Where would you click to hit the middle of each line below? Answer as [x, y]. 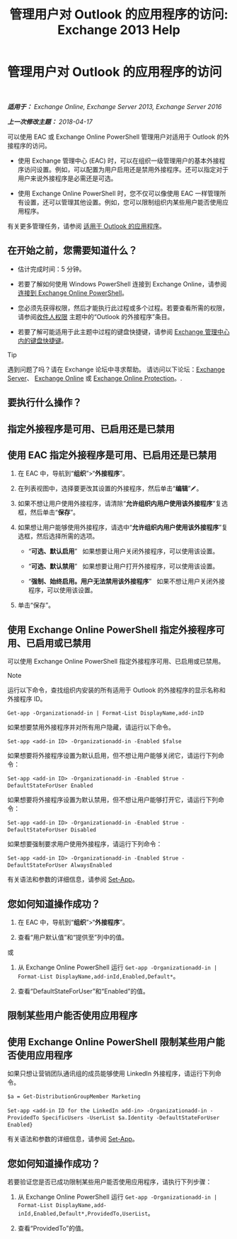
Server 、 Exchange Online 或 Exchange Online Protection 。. [95, 378]
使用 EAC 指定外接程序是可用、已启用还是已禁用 [112, 455]
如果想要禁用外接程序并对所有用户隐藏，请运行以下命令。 [91, 727]
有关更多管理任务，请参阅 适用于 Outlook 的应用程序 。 [87, 226]
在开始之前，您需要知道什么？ [73, 251]
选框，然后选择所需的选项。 [58, 536]
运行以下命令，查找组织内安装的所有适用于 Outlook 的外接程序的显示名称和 [117, 690]
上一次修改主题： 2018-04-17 [50, 122]
